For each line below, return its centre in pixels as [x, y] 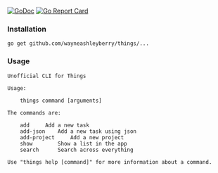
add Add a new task [55, 125]
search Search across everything [77, 150]
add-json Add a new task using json [78, 131]
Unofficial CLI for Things [47, 76]
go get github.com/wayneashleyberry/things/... [78, 44]
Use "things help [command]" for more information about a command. [110, 162]
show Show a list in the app [74, 143]
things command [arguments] [61, 101]
